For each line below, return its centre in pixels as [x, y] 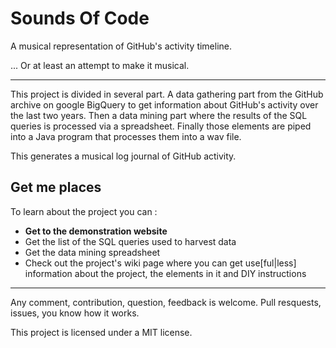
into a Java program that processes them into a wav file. [126, 136]
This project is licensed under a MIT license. [101, 332]
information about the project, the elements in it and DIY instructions [165, 273]
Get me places [56, 187]
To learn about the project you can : [84, 211]
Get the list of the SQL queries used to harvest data [130, 241]
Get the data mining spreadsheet [92, 252]
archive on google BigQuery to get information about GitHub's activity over [164, 104]
